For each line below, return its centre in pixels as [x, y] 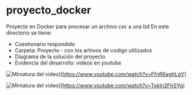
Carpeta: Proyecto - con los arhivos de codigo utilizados [83, 50]
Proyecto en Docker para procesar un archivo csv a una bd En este [88, 26]
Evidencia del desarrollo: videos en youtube [68, 63]
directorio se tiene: [29, 32]
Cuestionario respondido [45, 44]
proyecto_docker [49, 10]
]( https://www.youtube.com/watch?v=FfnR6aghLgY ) [122, 74]
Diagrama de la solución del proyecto [60, 56]
